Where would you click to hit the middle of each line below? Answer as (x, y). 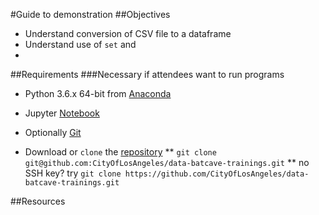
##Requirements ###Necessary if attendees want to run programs (147, 74)
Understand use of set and (80, 44)
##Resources (38, 201)
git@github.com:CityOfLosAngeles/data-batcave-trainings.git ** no (167, 162)
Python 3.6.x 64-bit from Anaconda (98, 93)
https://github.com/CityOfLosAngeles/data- (217, 174)
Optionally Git (53, 132)
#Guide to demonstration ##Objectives (90, 14)
